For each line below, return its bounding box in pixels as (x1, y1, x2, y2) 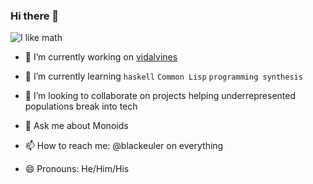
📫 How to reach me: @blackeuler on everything (24, 140, 224, 152)
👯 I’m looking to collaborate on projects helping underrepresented (24, 90, 297, 102)
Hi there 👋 (10, 9, 60, 23)
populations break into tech (24, 100, 138, 113)
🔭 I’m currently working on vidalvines (24, 51, 178, 63)
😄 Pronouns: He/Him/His (24, 163, 130, 175)
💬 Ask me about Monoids (24, 120, 129, 132)
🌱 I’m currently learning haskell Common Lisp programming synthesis (24, 70, 303, 83)
